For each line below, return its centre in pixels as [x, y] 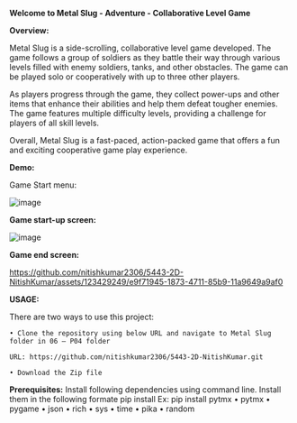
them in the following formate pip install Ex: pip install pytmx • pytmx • [140, 399]
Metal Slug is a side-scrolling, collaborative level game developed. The [140, 48]
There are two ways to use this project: [82, 317]
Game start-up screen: [53, 220]
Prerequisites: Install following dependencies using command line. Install [145, 390]
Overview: [29, 30]
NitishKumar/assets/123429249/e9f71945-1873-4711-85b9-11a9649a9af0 [146, 282]
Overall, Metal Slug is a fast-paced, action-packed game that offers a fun [145, 140]
